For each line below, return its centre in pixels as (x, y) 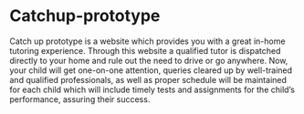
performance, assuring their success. (80, 99)
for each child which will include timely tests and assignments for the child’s (152, 89)
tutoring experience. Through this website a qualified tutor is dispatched (145, 50)
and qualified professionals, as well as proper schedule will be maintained (148, 79)
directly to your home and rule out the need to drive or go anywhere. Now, (149, 60)
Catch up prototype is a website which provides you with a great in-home (147, 41)
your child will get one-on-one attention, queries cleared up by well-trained (151, 70)
